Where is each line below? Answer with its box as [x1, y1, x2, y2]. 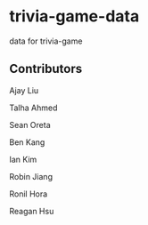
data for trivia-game [9, 36, 83, 46]
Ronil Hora [9, 189, 48, 199]
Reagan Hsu [9, 205, 54, 216]
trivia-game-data [9, 6, 140, 27]
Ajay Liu [9, 84, 39, 95]
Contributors [9, 61, 83, 76]
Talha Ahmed [9, 102, 58, 113]
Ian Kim [9, 154, 37, 165]
